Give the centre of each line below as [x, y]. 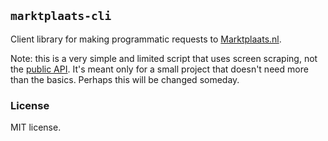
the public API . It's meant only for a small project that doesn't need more [159, 69]
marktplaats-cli [61, 16]
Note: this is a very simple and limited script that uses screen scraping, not [164, 58]
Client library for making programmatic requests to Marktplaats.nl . [146, 39]
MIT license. [36, 127]
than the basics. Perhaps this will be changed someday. [125, 79]
